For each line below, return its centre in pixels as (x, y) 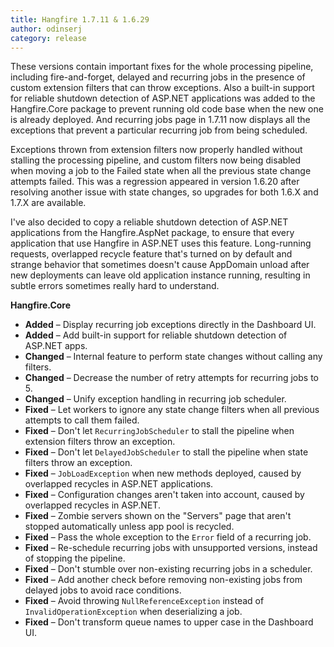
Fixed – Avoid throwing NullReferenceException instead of (144, 601)
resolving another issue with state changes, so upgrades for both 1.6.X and (164, 192)
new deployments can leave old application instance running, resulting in (160, 275)
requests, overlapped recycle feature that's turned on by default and (151, 254)
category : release (48, 38)
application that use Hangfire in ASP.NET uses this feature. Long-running (161, 243)
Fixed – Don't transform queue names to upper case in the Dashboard (169, 622)
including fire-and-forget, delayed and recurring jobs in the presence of (158, 77)
